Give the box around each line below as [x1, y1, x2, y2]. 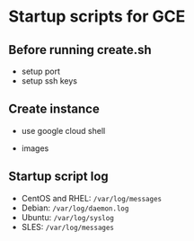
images [21, 142, 49, 154]
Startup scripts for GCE [8, 6, 186, 27]
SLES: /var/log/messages [21, 221, 114, 232]
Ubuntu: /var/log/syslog [21, 211, 114, 222]
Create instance [8, 102, 100, 117]
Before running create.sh [8, 42, 152, 58]
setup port [21, 66, 60, 76]
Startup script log [8, 169, 109, 184]
